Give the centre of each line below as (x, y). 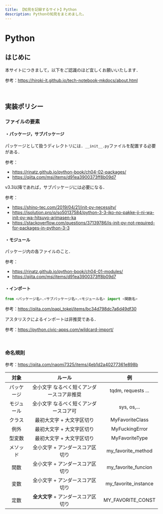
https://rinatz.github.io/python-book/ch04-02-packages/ (69, 172)
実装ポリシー (24, 106)
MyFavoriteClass (130, 420)
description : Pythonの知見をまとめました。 (46, 14)
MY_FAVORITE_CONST (130, 500)
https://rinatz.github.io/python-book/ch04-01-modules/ (67, 272)
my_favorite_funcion (130, 467)
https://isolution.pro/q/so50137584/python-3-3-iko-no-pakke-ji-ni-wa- (83, 213)
